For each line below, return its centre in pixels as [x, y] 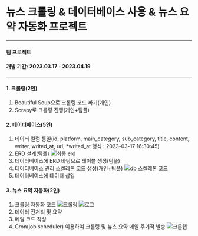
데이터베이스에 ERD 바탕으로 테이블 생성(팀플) [67, 161]
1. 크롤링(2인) [22, 88]
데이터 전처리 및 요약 [38, 212]
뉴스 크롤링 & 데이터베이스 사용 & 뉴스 [92, 12]
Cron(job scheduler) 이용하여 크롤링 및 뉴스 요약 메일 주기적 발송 [90, 227]
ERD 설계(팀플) [32, 153]
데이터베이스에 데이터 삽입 [45, 176]
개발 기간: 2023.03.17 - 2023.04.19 [48, 67]
